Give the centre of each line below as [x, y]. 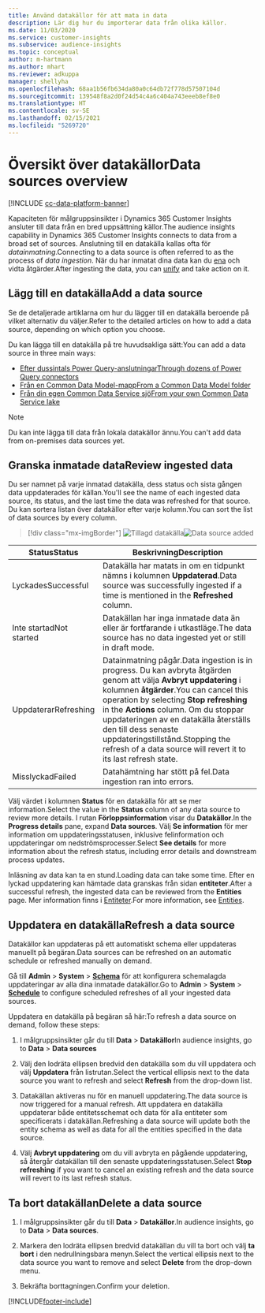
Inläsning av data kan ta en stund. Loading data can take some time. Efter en [131, 875]
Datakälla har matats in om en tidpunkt [174, 566]
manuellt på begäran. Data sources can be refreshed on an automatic [120, 953]
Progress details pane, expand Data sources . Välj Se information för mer [128, 826]
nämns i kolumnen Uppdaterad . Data [170, 576]
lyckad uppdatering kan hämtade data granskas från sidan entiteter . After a [130, 883]
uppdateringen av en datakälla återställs [176, 720]
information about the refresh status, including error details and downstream [132, 852]
